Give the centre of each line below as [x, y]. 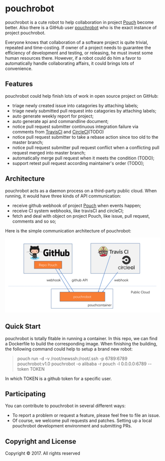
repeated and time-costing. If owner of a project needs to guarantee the [78, 47]
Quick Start [23, 327]
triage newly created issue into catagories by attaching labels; [75, 105]
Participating [25, 394]
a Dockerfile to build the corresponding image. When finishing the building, [81, 344]
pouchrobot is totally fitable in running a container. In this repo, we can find [81, 338]
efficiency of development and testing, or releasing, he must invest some [79, 53]
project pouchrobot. [25, 33]
